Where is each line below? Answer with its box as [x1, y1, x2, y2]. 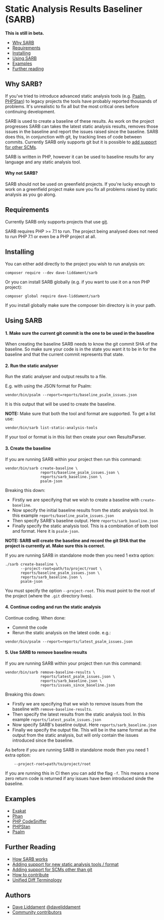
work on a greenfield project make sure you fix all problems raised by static [5, 186, 158, 192]
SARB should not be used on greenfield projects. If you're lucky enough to [5, 181, 156, 187]
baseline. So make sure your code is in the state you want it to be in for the [5, 346, 156, 352]
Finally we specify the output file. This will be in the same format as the [12, 727, 156, 732]
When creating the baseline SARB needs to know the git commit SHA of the [5, 341, 158, 347]
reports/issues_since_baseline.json [40, 682, 115, 688]
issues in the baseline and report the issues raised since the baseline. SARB [5, 129, 159, 135]
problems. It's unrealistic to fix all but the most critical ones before [5, 103, 139, 109]
